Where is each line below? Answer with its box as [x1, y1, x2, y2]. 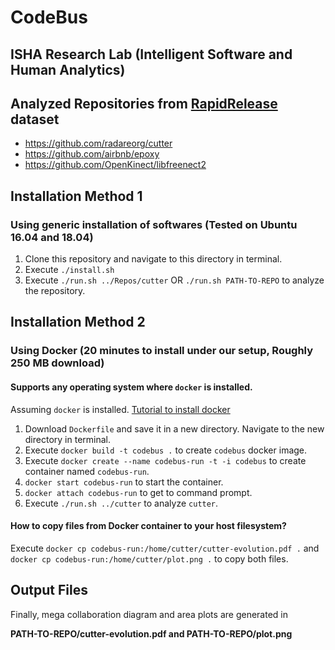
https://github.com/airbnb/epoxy [24, 148, 160, 160]
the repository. [24, 285, 86, 297]
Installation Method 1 [10, 187, 143, 205]
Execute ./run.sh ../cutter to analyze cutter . [24, 497, 219, 509]
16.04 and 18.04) [10, 230, 94, 244]
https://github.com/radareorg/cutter [24, 137, 173, 150]
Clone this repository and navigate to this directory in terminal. [24, 253, 283, 265]
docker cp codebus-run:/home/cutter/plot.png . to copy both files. [10, 552, 289, 565]
